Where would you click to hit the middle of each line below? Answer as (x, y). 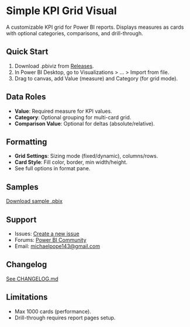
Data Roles (26, 97)
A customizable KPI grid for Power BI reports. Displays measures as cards (95, 27)
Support (21, 219)
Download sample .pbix (34, 201)
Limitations (27, 297)
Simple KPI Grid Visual (61, 11)
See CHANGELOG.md (32, 279)
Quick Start (27, 52)
